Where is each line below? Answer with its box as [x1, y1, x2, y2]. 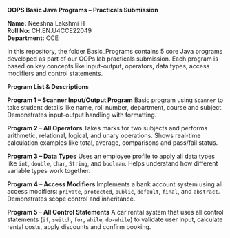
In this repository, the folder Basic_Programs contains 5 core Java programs [7, 48, 223, 55]
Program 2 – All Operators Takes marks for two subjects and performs [7, 124, 208, 132]
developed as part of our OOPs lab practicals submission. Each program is [7, 54, 219, 63]
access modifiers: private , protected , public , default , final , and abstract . [7, 188, 220, 195]
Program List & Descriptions [7, 83, 90, 90]
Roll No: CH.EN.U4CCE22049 [7, 27, 92, 34]
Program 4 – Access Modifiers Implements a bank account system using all [7, 180, 223, 188]
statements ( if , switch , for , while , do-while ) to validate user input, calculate [7, 215, 223, 224]
